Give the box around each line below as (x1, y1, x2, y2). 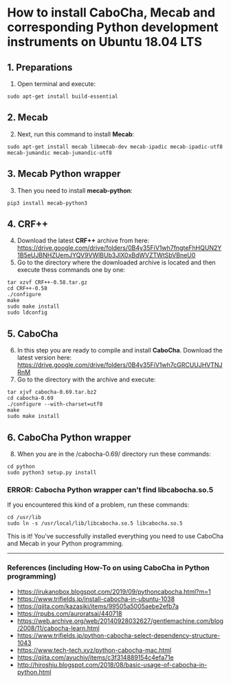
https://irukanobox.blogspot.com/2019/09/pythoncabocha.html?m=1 (16, 587, 211, 596)
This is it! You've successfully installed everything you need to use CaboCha (7, 532, 223, 540)
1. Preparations (7, 61, 73, 73)
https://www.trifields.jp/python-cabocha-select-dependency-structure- (16, 631, 221, 640)
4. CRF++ (7, 218, 48, 230)
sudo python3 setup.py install (7, 470, 97, 476)
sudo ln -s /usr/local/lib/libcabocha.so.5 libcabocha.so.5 (7, 520, 184, 527)
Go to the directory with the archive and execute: (16, 375, 156, 383)
